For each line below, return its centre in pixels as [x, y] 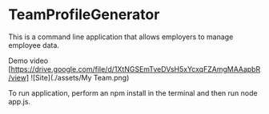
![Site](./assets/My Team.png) [80, 77]
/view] [19, 77]
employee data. [34, 45]
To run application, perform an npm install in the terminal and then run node [133, 92]
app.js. [19, 101]
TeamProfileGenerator [84, 15]
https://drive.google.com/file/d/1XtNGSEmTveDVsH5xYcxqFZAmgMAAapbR [136, 69]
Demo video [28, 61]
